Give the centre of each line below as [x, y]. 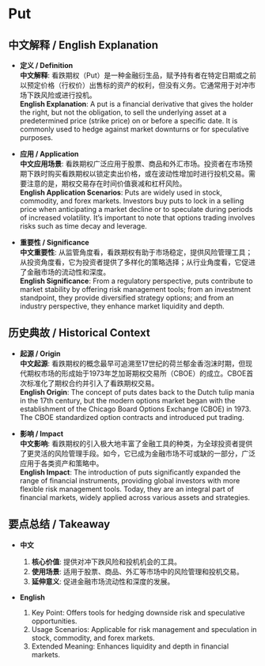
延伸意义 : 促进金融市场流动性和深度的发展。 [103, 581]
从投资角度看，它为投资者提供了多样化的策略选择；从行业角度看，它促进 [137, 262]
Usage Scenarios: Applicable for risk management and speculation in [144, 629]
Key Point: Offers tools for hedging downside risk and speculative [138, 612]
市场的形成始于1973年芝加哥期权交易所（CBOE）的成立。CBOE [144, 373]
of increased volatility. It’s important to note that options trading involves [137, 218]
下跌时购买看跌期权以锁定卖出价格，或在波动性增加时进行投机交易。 [138, 174]
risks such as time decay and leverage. [83, 226]
